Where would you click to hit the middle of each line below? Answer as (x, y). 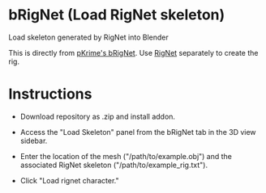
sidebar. (34, 141)
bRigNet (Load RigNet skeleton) (117, 15)
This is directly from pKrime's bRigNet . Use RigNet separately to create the (133, 52)
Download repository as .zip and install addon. (98, 116)
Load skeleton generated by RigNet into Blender (88, 37)
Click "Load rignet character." (69, 180)
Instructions (50, 94)
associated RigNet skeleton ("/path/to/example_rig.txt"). (114, 165)
